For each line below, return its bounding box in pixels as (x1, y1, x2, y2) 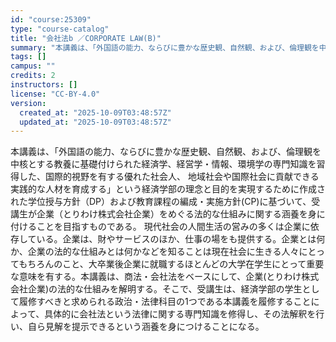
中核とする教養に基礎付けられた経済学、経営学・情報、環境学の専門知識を (10, 158, 317, 170)
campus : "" (10, 61, 56, 71)
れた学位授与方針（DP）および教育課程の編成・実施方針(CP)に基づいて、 (10, 196, 312, 208)
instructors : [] (10, 80, 78, 90)
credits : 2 (10, 71, 56, 81)
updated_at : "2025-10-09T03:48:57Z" (19, 117, 172, 127)
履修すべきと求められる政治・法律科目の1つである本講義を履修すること (18, 296, 312, 308)
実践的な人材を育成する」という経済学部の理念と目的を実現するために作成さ (10, 183, 326, 195)
